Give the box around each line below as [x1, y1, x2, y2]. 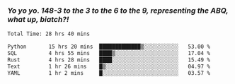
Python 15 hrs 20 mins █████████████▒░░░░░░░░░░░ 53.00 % [7, 43, 211, 51]
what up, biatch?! [7, 14, 69, 24]
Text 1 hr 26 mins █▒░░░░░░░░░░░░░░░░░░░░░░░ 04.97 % [7, 63, 211, 70]
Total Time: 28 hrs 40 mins [7, 30, 91, 37]
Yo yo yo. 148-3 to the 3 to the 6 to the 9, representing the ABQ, [7, 6, 229, 16]
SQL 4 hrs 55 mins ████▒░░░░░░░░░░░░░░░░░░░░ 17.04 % [7, 50, 211, 57]
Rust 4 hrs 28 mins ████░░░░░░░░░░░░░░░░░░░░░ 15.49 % [7, 56, 211, 64]
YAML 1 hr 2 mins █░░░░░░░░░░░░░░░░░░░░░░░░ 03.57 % [7, 69, 211, 76]
